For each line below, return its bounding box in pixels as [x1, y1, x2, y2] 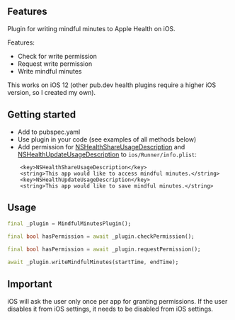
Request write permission [17, 59, 93, 68]
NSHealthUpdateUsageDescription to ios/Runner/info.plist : [17, 150, 197, 159]
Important [7, 278, 52, 290]
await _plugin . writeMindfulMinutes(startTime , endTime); [7, 258, 179, 266]
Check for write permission [17, 52, 97, 60]
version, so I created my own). [7, 88, 96, 96]
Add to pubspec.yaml [17, 127, 81, 136]
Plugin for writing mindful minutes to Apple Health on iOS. [7, 24, 176, 33]
